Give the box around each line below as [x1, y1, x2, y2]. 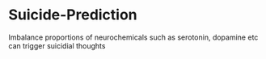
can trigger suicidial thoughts [8, 40, 106, 50]
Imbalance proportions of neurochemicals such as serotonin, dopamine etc [8, 32, 259, 42]
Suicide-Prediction [8, 6, 137, 24]
